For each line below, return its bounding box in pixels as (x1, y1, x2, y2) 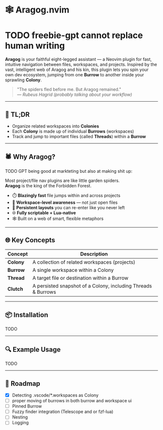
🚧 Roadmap (5, 379, 40, 388)
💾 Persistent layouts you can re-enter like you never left (12, 204, 125, 210)
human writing (5, 40, 65, 52)
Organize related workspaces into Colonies (12, 123, 99, 129)
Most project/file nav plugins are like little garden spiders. (5, 178, 120, 183)
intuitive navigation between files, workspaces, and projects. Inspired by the (5, 62, 157, 68)
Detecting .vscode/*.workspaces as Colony (12, 393, 98, 398)
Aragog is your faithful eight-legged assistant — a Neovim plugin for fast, (5, 56, 152, 62)
